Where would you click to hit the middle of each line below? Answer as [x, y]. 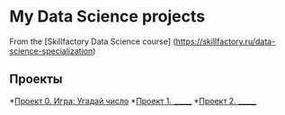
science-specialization [51, 50]
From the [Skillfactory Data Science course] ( [93, 41]
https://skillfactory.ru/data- [226, 41]
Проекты [36, 80]
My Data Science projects [107, 17]
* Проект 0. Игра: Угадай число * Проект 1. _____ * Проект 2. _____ [133, 101]
